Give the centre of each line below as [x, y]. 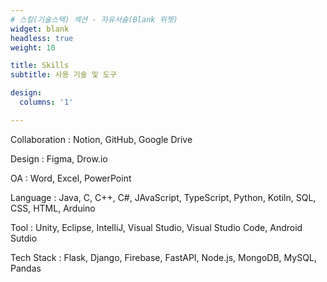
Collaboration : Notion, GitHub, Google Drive [101, 139]
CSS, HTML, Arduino [53, 208]
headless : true [42, 38]
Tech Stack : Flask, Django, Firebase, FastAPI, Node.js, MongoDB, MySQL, [163, 257]
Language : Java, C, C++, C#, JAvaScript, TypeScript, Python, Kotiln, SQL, [163, 197]
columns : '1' [46, 102]
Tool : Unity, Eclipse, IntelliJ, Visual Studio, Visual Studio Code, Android [156, 227]
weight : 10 [33, 47]
